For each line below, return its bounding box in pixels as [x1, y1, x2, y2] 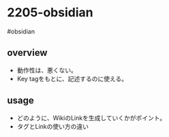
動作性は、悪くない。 [16, 66, 77, 74]
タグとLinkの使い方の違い [16, 122, 89, 130]
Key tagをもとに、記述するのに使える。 [16, 74, 128, 82]
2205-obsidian [7, 5, 93, 20]
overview [7, 47, 48, 59]
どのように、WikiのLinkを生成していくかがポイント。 [16, 114, 166, 122]
